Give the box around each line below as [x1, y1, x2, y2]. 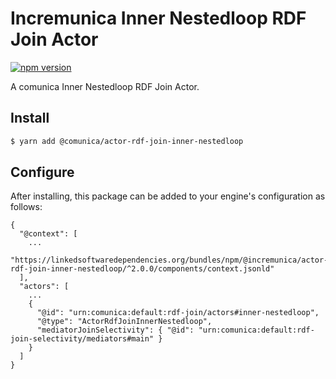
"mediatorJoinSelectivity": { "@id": [36, 325, 195, 336]
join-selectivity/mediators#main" [10, 334, 155, 344]
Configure [10, 164, 75, 181]
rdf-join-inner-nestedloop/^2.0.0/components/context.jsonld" [10, 264, 275, 274]
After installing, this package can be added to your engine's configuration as [10, 190, 326, 202]
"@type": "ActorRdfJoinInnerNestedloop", [36, 317, 213, 327]
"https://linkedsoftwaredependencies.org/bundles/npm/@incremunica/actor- [10, 255, 329, 266]
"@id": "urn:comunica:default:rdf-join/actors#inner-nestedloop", [36, 308, 320, 318]
